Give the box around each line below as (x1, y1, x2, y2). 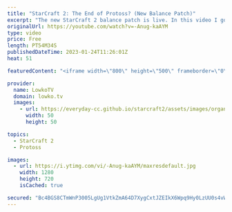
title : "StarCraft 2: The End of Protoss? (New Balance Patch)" (7, 10, 196, 17)
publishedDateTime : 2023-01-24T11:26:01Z (7, 49, 128, 56)
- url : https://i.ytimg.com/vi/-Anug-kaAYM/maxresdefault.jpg (13, 163, 196, 170)
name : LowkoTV (13, 86, 54, 93)
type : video (7, 29, 41, 37)
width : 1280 (19, 169, 54, 176)
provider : (7, 80, 36, 87)
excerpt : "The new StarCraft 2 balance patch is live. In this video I (7, 17, 217, 23)
